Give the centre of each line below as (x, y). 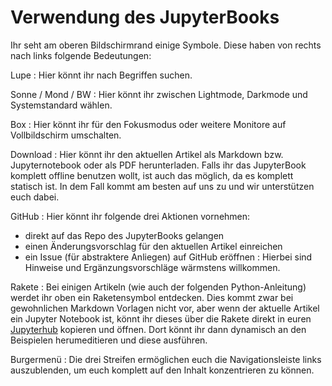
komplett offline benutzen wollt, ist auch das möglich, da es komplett (152, 175)
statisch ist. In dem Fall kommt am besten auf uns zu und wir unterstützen (162, 186)
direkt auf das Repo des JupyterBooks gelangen (124, 235)
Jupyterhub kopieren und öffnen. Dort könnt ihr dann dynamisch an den (158, 329)
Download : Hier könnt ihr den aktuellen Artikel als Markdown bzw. (147, 154)
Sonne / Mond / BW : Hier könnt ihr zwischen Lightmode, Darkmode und (159, 94)
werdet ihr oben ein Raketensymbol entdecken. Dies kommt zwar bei (152, 297)
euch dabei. (35, 197)
